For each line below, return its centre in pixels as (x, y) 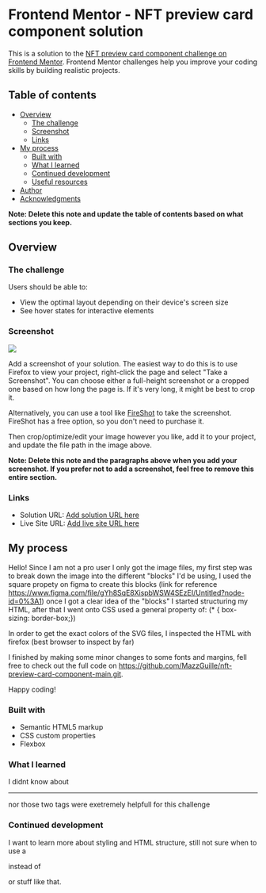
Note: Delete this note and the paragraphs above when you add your (123, 460)
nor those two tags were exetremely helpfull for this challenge (109, 805)
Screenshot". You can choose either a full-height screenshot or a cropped (129, 380)
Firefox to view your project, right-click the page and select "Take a (118, 372)
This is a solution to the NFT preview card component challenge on (118, 53)
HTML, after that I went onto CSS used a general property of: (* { (114, 609)
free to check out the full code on (63, 665)
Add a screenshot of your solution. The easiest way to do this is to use (123, 363)
